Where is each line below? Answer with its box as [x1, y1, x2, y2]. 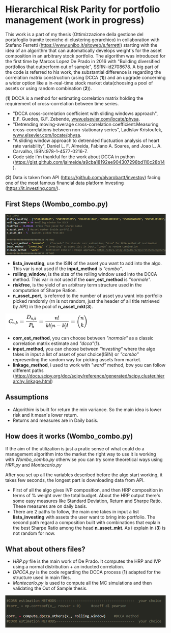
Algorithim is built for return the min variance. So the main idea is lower [12, 406, 162, 413]
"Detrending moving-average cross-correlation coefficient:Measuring [12, 121, 159, 127]
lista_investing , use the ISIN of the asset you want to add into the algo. [12, 261, 162, 267]
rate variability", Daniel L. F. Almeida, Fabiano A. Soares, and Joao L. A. [12, 142, 162, 149]
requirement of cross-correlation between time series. [5, 100, 119, 106]
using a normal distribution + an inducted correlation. [12, 564, 125, 570]
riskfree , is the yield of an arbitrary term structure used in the [12, 282, 142, 288]
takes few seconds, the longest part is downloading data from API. [5, 477, 145, 483]
